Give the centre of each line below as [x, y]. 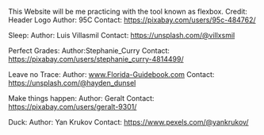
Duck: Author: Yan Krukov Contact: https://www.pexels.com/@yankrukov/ [128, 122]
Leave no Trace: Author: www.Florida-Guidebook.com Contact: [111, 74]
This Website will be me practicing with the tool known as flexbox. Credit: [128, 12]
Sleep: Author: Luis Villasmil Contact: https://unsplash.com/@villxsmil [122, 35]
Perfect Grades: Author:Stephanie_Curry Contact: [89, 50]
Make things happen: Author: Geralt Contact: [81, 98]
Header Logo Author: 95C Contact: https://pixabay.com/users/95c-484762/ [132, 20]
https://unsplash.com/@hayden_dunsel [72, 83]
